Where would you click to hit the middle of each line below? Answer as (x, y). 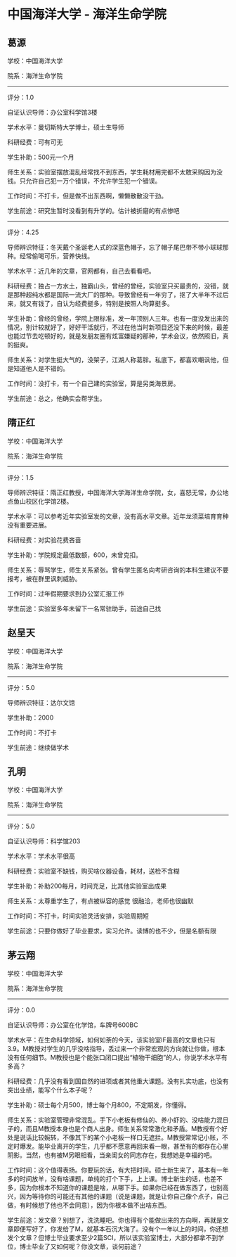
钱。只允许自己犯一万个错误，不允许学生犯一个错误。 (84, 181)
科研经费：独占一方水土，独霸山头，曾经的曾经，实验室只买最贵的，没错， (115, 286)
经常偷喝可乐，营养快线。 (56, 256)
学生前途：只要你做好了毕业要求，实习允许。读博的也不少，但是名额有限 (112, 931)
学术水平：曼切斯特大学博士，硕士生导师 (66, 127)
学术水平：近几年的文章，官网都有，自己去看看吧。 (81, 271)
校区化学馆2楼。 (49, 501)
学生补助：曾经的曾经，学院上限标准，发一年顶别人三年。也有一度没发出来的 (118, 318)
